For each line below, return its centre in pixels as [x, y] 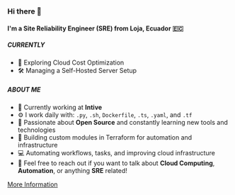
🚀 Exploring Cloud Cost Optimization [71, 62]
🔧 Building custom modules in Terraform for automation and [105, 138]
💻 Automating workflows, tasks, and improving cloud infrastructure [116, 153]
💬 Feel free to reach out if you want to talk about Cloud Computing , [116, 163]
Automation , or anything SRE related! [72, 171]
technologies [36, 130]
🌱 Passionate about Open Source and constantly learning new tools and [122, 123]
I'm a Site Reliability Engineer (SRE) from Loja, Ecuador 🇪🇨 [96, 28]
